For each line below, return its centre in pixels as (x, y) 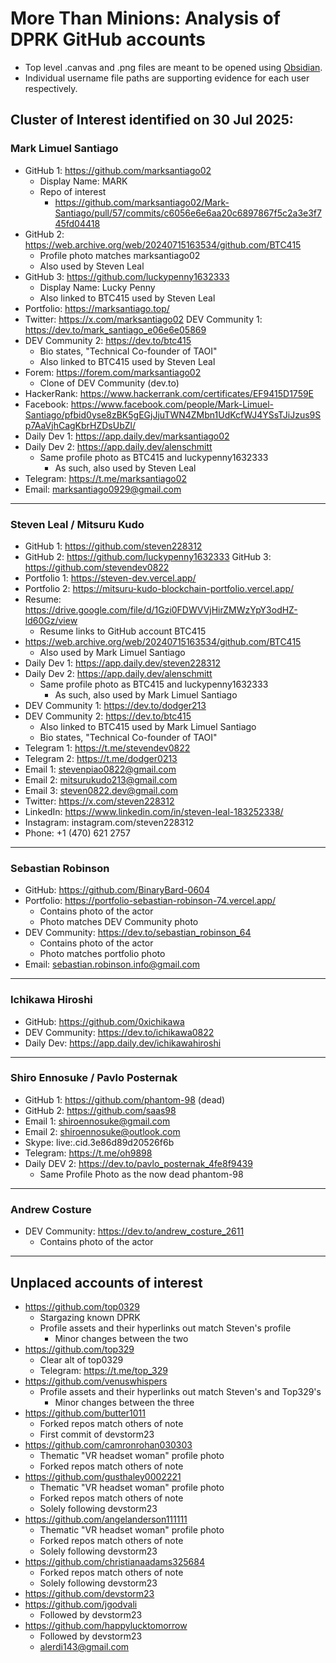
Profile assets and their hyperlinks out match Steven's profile (165, 1328)
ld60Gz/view (51, 620)
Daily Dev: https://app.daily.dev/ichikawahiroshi (123, 1043)
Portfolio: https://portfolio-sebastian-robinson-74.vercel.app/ (150, 901)
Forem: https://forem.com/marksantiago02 (113, 372)
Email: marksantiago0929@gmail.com (103, 489)
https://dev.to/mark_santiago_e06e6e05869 (115, 329)
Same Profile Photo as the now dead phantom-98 (141, 1174)
